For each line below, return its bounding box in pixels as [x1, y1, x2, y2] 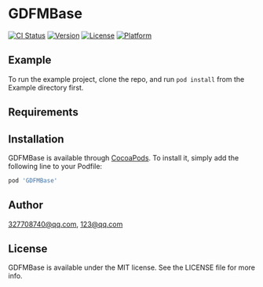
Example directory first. [8, 83, 84, 92]
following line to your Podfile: [8, 161, 103, 171]
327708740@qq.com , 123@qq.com [8, 219, 123, 229]
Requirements [8, 105, 79, 119]
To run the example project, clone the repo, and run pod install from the [8, 74, 245, 83]
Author [8, 198, 43, 212]
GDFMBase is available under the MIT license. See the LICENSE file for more [8, 263, 255, 272]
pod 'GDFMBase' [8, 176, 58, 185]
